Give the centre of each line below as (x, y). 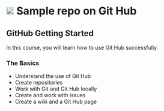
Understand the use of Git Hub (53, 76)
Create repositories (39, 83)
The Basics (23, 63)
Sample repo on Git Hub (76, 11)
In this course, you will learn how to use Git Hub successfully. (82, 47)
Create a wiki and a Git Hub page (56, 102)
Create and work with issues (50, 95)
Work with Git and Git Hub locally (56, 89)
